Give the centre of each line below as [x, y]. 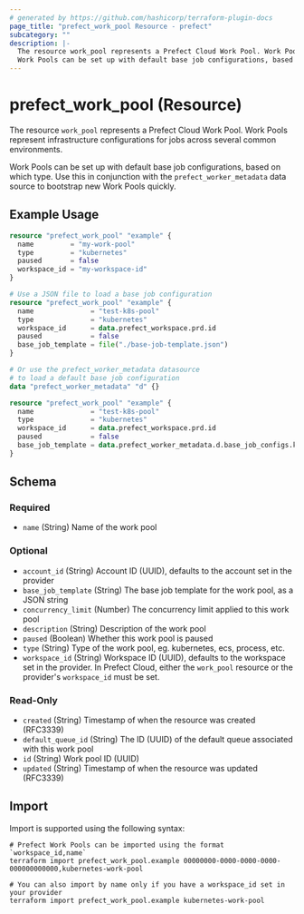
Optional [28, 551]
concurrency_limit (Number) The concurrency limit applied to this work [156, 609]
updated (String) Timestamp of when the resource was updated [140, 769]
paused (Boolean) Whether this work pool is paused [118, 638]
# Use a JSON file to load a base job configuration [111, 294]
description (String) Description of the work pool [114, 628]
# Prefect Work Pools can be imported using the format [117, 845]
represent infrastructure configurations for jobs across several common [143, 139]
